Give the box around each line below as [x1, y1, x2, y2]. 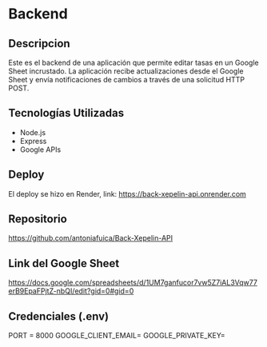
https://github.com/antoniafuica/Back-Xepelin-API [8, 233, 173, 243]
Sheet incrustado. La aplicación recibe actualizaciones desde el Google [8, 66, 244, 76]
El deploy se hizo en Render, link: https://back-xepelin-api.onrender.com [8, 189, 246, 198]
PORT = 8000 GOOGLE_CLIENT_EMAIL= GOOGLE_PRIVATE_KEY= [8, 331, 225, 341]
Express [19, 136, 47, 146]
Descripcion [8, 37, 70, 50]
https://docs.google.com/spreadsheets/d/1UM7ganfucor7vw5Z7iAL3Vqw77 [8, 277, 258, 288]
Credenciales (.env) [8, 309, 110, 323]
